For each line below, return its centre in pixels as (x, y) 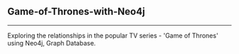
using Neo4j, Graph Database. (52, 43)
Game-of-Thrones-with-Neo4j (76, 12)
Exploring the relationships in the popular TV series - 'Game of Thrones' (113, 36)
